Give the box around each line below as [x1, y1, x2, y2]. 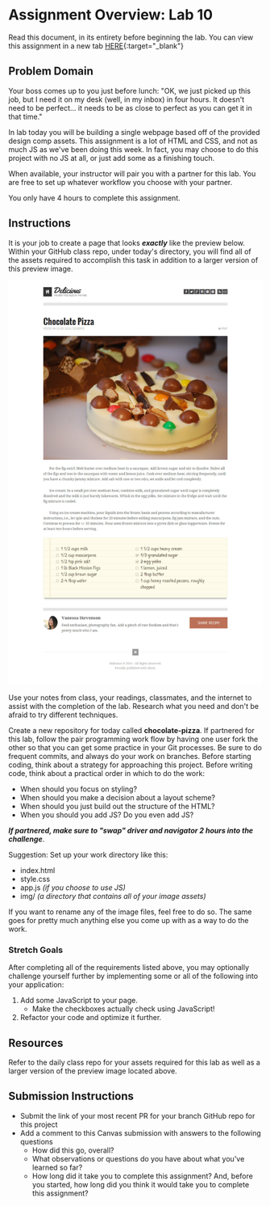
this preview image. [8, 264, 73, 273]
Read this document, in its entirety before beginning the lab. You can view [8, 32, 254, 42]
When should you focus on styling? [19, 784, 138, 794]
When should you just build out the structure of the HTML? [19, 801, 215, 811]
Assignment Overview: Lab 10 [8, 6, 214, 24]
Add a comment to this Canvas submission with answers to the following [19, 1128, 262, 1137]
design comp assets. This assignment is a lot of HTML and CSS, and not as [8, 136, 258, 145]
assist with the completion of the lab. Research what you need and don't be [8, 701, 260, 711]
